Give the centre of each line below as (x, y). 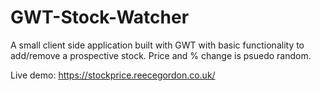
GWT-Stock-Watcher (100, 17)
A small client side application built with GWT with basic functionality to (157, 45)
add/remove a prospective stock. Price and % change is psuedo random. (161, 55)
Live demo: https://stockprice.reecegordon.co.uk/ (113, 75)
